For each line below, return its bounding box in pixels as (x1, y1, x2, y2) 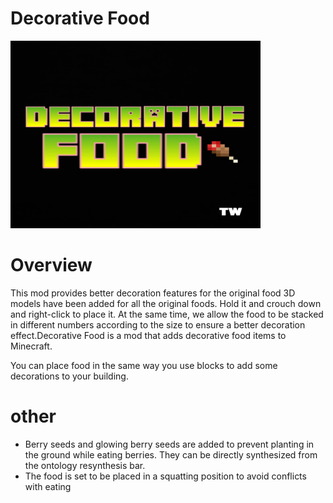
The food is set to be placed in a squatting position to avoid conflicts (24, 470, 307, 482)
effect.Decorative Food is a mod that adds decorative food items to (10, 329, 287, 341)
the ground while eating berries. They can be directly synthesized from (24, 448, 318, 461)
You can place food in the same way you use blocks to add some (10, 359, 278, 371)
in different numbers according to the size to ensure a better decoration (10, 318, 306, 331)
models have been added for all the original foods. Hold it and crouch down (10, 297, 322, 309)
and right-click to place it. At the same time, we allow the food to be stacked (10, 308, 324, 320)
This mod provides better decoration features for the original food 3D (10, 287, 296, 299)
